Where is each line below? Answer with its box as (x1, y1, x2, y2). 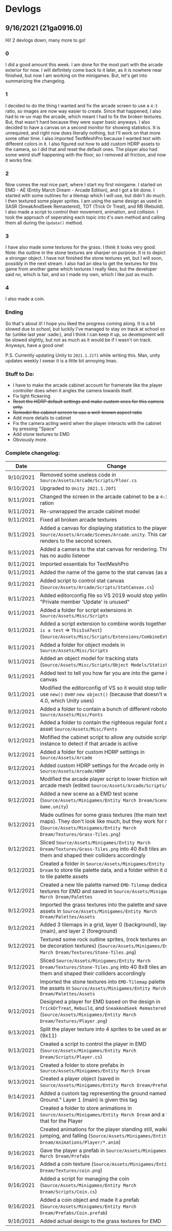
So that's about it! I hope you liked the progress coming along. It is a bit (5, 320, 156, 326)
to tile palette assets (40, 873, 89, 880)
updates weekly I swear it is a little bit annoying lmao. (5, 357, 118, 363)
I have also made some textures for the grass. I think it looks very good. (5, 244, 156, 251)
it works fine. (5, 157, 33, 163)
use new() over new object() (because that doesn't (40, 691, 163, 698)
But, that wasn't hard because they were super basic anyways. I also (5, 119, 150, 125)
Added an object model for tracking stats (40, 655, 138, 662)
